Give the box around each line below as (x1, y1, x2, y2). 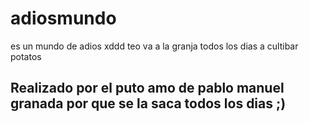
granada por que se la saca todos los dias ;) (10, 95, 287, 112)
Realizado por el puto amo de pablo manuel (10, 80, 285, 97)
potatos (10, 50, 42, 62)
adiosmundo (10, 7, 117, 30)
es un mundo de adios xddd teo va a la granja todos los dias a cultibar (10, 40, 299, 52)
